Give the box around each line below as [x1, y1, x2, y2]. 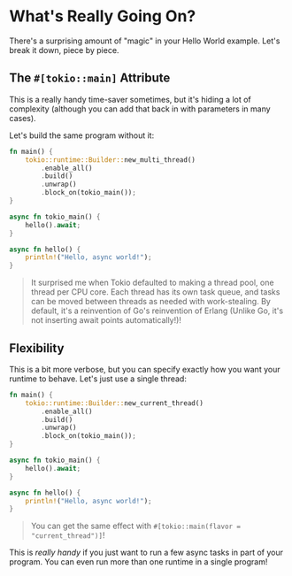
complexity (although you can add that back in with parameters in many [9, 104, 272, 114]
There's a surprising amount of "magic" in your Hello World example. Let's [9, 35, 280, 46]
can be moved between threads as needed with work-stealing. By [30, 296, 272, 307]
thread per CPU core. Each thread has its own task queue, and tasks [30, 287, 280, 297]
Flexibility [9, 341, 65, 356]
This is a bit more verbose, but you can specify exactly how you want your [9, 364, 280, 374]
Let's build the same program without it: [9, 130, 155, 141]
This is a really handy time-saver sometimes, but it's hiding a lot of [9, 94, 252, 104]
